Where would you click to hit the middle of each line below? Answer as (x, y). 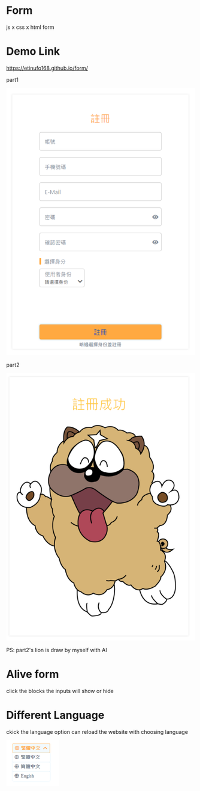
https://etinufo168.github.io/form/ (47, 68)
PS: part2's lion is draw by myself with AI (57, 650)
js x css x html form (30, 27)
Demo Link (33, 51)
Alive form (33, 674)
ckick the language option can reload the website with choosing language (97, 732)
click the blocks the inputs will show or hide (60, 691)
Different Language (55, 715)
